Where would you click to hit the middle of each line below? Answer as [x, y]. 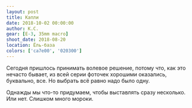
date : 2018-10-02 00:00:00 [40, 23]
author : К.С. [23, 28]
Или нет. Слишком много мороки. [50, 98]
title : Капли [23, 17]
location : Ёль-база [31, 46]
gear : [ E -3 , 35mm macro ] [37, 34]
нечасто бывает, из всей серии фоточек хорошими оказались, [87, 74]
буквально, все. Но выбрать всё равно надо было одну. [78, 80]
